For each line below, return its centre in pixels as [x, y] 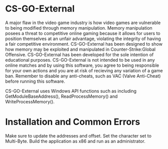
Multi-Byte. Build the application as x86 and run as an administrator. [75, 141]
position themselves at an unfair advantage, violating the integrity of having [83, 39]
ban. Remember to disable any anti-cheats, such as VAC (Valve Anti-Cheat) [83, 76]
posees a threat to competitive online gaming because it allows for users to [83, 33]
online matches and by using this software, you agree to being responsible [82, 65]
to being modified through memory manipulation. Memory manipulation [79, 28]
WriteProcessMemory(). [30, 101]
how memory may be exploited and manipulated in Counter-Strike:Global [80, 49]
